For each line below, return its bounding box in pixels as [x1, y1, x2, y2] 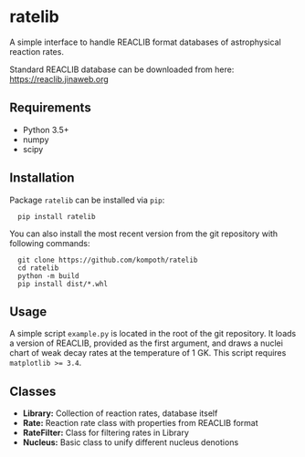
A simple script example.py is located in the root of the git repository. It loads [9, 328, 297, 339]
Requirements [9, 100, 91, 116]
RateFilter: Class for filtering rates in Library [22, 427, 190, 439]
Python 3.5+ [22, 124, 70, 135]
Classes [9, 383, 57, 399]
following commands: [9, 237, 90, 248]
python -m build [17, 271, 79, 280]
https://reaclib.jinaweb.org [9, 73, 110, 84]
